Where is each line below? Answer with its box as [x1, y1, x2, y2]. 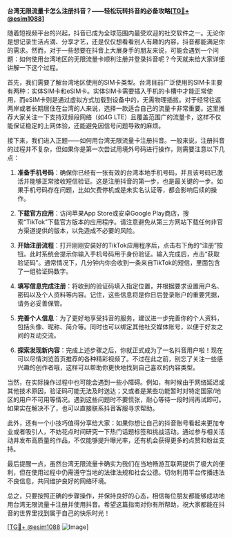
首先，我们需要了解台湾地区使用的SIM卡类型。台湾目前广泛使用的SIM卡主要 [7, 78, 223, 86]
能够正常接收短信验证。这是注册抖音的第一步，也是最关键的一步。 [29, 177, 217, 185]
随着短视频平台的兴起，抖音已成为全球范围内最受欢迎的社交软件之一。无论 [7, 29, 219, 37]
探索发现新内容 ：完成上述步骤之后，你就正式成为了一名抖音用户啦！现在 [17, 346, 223, 354]
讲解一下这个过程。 [7, 64, 62, 71]
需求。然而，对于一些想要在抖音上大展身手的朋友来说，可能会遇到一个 [12, 46, 213, 54]
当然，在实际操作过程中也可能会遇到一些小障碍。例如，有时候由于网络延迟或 [7, 378, 225, 386]
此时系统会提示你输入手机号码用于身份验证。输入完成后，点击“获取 [29, 250, 220, 258]
